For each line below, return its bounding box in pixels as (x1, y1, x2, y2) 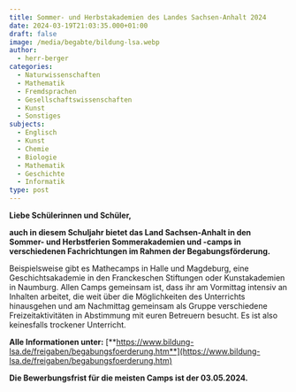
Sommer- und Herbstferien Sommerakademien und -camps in (9, 236, 241, 247)
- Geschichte (17, 169, 65, 178)
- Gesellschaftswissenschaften (17, 95, 133, 104)
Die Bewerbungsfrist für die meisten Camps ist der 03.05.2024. (9, 373, 248, 383)
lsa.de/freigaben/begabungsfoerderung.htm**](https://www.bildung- (9, 346, 261, 357)
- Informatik (17, 178, 65, 187)
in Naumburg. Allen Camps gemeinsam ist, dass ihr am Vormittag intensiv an (9, 282, 288, 292)
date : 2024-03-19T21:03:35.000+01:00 (9, 21, 148, 30)
